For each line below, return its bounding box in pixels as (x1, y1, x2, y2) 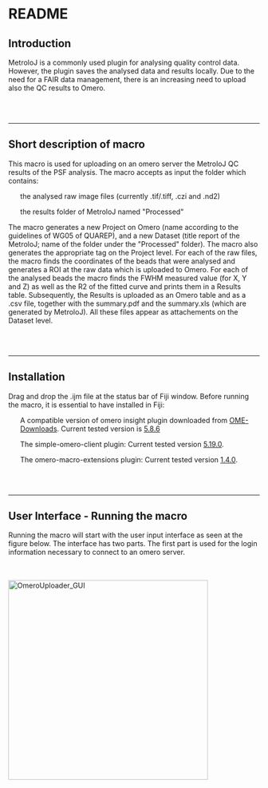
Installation (8, 370, 65, 384)
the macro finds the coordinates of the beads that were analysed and (8, 256, 235, 266)
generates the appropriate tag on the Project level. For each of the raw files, (8, 247, 258, 257)
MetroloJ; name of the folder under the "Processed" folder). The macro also (8, 239, 258, 248)
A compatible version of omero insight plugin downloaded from (19, 415, 228, 425)
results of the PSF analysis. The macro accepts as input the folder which (8, 167, 246, 176)
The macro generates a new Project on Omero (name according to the (8, 222, 239, 232)
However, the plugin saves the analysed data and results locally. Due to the (8, 66, 255, 76)
